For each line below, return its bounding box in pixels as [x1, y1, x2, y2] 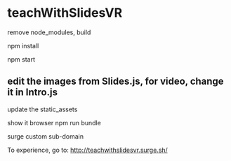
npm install [7, 41, 39, 50]
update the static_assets [7, 105, 78, 113]
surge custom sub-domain [7, 132, 84, 141]
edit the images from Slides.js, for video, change [7, 76, 224, 87]
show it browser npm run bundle [7, 118, 102, 127]
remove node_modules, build [7, 28, 91, 36]
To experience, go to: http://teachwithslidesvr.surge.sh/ [7, 146, 169, 154]
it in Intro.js [7, 86, 58, 99]
